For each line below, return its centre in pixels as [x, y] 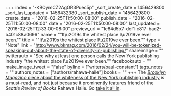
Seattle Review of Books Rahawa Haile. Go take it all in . [63, 88]
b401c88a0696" [22, 34]
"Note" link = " [20, 45]
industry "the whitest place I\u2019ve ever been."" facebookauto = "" [78, 61]
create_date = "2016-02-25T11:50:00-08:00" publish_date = [68, 18]
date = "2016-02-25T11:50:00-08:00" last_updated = [104, 23]
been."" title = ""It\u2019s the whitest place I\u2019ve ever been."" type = [83, 40]
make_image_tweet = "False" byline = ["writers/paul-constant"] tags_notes [84, 67]
